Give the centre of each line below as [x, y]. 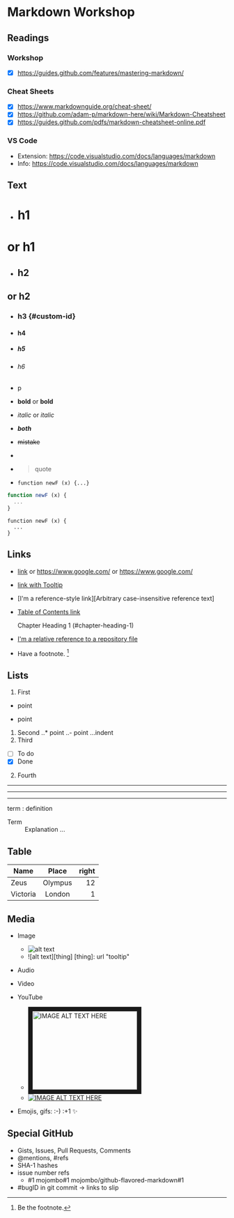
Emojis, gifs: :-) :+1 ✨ [47, 1111]
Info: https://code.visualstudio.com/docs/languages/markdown [108, 163]
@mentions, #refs [43, 1157]
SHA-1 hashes [37, 1165]
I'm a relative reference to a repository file [77, 639]
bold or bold [35, 402]
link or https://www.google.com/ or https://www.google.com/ [105, 571]
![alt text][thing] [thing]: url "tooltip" [79, 957]
